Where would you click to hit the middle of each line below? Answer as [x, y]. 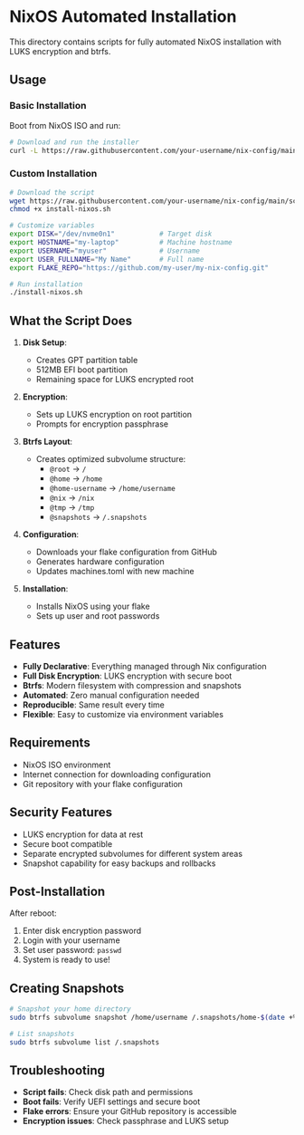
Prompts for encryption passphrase [102, 424]
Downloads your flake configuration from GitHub [126, 552]
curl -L [24, 150]
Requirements [50, 743]
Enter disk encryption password [82, 931]
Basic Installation [48, 106]
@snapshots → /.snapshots [98, 517]
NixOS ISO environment [66, 765]
